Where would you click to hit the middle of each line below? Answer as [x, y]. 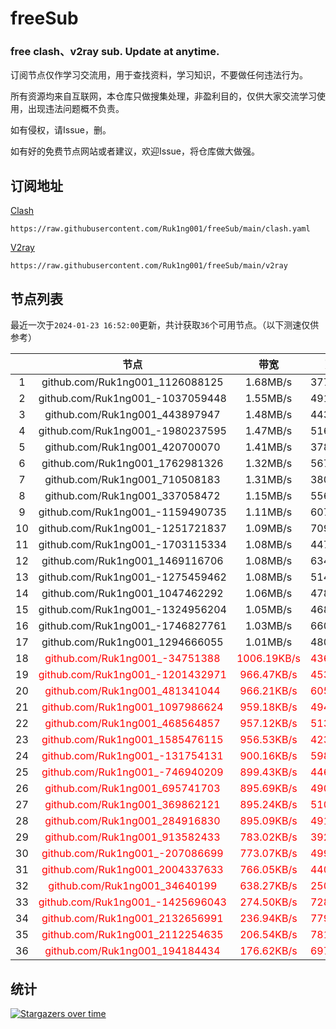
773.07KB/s [268, 854]
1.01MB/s [268, 642]
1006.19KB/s [268, 659]
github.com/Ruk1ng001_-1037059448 [132, 399]
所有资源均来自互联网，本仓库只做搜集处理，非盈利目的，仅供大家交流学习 [163, 96]
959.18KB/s [268, 707]
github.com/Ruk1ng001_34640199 [133, 886]
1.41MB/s [268, 447]
